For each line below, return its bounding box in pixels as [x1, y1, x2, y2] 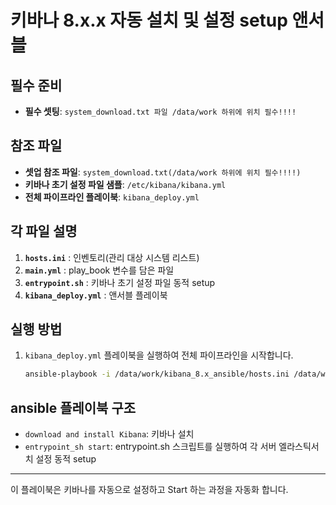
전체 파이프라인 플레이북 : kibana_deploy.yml [24, 191, 200, 203]
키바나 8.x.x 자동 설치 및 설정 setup [10, 9, 288, 32]
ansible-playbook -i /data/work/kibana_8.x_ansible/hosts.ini [24, 369, 290, 380]
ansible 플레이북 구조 [10, 399, 137, 416]
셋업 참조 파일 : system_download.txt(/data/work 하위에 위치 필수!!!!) [24, 166, 302, 178]
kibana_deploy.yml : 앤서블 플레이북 [24, 289, 168, 301]
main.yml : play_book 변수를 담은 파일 [24, 264, 175, 276]
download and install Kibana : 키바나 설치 [24, 428, 195, 440]
